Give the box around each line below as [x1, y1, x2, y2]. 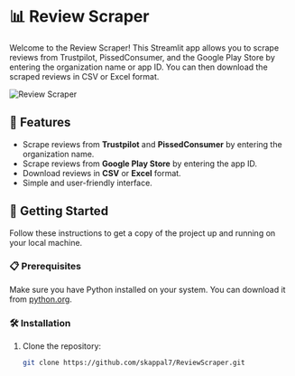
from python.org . [9, 294, 72, 305]
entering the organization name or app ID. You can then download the [9, 61, 268, 72]
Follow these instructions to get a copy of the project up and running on [9, 227, 276, 239]
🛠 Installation [9, 316, 71, 329]
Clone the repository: [22, 341, 102, 352]
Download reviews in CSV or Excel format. [22, 167, 182, 178]
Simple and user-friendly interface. [22, 177, 153, 188]
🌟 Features [9, 115, 71, 130]
